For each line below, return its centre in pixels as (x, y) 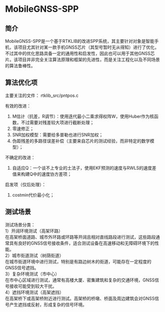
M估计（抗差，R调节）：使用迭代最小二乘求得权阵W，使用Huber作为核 (83, 116)
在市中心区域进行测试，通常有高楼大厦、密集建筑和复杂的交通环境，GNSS (80, 280)
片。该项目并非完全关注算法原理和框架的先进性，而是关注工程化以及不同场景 (82, 59)
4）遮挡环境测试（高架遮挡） (35, 292)
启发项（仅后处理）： (26, 184)
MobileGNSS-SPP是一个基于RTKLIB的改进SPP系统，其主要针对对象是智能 (80, 41)
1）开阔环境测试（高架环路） (34, 231)
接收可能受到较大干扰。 (33, 286)
